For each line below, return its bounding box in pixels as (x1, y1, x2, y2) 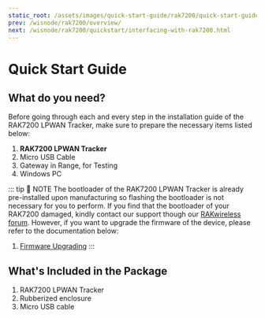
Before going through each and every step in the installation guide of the (8, 112, 244, 122)
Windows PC (19, 169, 62, 179)
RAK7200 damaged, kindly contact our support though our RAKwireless (8, 209, 241, 219)
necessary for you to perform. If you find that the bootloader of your (8, 202, 230, 211)
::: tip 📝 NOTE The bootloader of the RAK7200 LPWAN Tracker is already (8, 184, 244, 194)
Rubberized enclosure (19, 294, 92, 303)
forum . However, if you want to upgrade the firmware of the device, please (8, 218, 251, 227)
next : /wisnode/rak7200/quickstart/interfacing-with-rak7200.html (8, 26, 231, 34)
